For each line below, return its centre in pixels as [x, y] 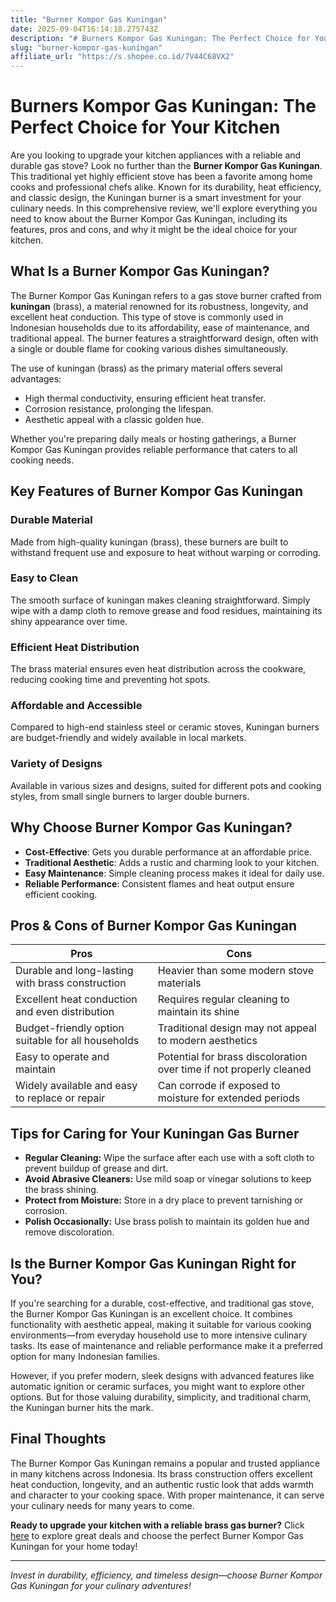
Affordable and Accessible [76, 706]
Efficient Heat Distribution [75, 647]
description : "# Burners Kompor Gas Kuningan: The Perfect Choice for [160, 38]
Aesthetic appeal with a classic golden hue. [114, 419]
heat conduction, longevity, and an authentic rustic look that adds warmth [162, 1484]
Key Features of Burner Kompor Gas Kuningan [157, 491]
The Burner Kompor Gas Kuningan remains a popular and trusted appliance [165, 1463]
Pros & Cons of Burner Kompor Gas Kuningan [154, 925]
